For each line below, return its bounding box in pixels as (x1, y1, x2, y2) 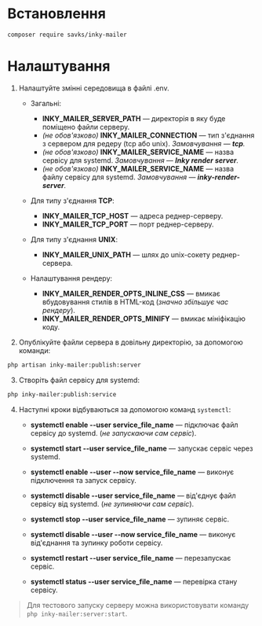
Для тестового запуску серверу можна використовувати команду (26, 600, 249, 609)
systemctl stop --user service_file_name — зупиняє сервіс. (30, 514, 230, 524)
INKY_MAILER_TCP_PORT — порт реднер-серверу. (42, 219, 214, 229)
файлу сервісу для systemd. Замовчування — (42, 172, 196, 182)
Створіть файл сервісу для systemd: (18, 375, 140, 385)
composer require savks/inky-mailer (7, 31, 127, 39)
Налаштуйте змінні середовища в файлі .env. (18, 83, 169, 93)
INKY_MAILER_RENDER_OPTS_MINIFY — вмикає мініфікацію (42, 314, 246, 323)
